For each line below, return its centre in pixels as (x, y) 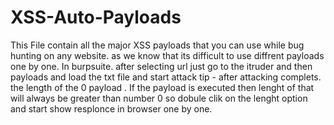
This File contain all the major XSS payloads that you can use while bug (157, 45)
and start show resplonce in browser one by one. (111, 108)
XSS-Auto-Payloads (96, 17)
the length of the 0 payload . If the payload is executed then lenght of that (162, 87)
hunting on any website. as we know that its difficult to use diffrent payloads (167, 55)
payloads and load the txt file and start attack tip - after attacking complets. (166, 77)
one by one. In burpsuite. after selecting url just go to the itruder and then (161, 66)
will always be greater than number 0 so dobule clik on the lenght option (159, 98)
